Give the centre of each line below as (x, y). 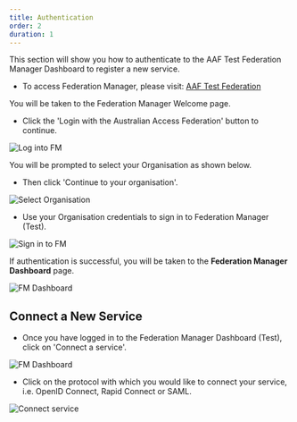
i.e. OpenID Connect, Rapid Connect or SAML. (107, 392)
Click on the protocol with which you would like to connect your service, (155, 382)
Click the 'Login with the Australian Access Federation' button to (140, 121)
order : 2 (25, 26)
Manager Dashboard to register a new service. (95, 69)
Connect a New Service (76, 316)
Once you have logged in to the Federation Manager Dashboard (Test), (152, 338)
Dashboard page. (41, 271)
